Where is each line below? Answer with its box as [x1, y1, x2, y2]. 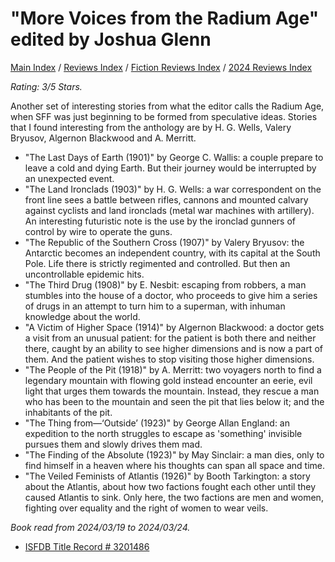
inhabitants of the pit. [24, 406, 113, 418]
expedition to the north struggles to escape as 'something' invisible [24, 427, 303, 439]
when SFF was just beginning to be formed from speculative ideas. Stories [10, 110, 318, 122]
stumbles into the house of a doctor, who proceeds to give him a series [24, 289, 318, 301]
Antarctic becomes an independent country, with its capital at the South [24, 247, 321, 259]
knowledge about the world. [24, 310, 141, 322]
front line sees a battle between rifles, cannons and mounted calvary [24, 193, 309, 206]
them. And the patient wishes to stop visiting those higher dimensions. [24, 353, 315, 365]
